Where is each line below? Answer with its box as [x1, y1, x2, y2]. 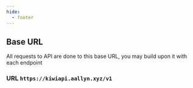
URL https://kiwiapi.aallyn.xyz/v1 [6, 74, 112, 83]
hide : [6, 8, 20, 15]
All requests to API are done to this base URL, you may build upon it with [6, 52, 188, 60]
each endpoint [6, 59, 42, 66]
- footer [12, 14, 34, 20]
